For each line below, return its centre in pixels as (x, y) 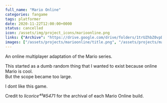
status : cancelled (24, 28)
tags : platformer (23, 19)
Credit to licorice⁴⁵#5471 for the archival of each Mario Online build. (75, 96)
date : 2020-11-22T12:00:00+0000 (39, 24)
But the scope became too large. (39, 76)
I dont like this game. (27, 86)
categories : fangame (27, 14)
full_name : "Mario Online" (33, 10)
